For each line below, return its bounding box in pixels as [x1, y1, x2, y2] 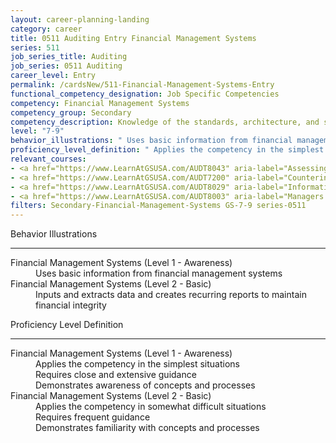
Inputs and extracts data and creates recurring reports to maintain [35, 289, 307, 301]
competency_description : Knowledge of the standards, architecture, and [10, 117, 320, 127]
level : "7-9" [10, 126, 65, 136]
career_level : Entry [10, 71, 97, 81]
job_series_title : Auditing [10, 52, 128, 62]
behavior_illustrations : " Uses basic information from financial [10, 136, 293, 146]
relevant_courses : [10, 154, 87, 164]
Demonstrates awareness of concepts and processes [35, 379, 256, 391]
